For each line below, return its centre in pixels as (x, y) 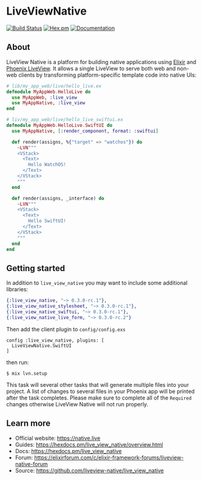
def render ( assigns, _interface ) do (58, 198)
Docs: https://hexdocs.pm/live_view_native (69, 451)
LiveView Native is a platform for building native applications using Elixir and (101, 62)
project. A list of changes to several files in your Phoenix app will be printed (101, 391)
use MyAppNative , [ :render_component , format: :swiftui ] (85, 131)
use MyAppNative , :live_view (49, 103)
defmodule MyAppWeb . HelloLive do (49, 92)
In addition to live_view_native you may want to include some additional (97, 283)
